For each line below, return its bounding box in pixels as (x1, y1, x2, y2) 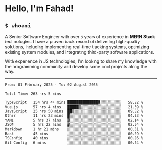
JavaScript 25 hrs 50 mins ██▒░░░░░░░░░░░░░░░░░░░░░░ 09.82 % (5, 109, 144, 114)
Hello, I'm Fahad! (5, 3, 74, 14)
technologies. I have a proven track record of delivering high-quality (5, 39, 140, 44)
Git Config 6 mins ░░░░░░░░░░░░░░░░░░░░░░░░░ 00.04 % (5, 140, 144, 145)
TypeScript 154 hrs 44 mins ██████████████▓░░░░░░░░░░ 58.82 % (5, 100, 144, 105)
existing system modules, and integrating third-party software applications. (5, 49, 154, 55)
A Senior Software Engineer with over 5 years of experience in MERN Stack (5, 34, 155, 39)
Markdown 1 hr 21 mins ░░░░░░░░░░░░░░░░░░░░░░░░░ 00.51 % (5, 127, 144, 132)
